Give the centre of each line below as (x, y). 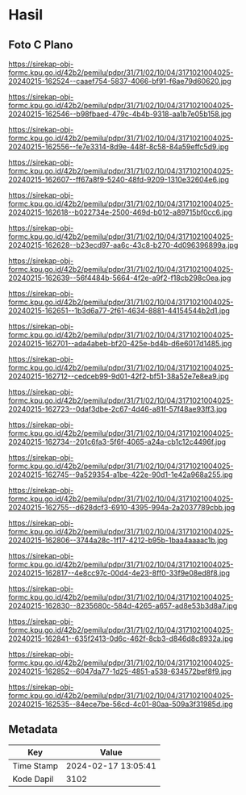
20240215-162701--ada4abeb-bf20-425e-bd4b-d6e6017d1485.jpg (120, 343)
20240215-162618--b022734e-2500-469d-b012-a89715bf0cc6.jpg (121, 212)
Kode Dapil (33, 779)
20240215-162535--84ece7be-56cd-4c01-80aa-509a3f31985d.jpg (121, 704)
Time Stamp (35, 766)
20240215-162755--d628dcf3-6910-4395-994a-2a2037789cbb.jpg (122, 507)
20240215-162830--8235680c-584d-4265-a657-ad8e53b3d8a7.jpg (123, 606)
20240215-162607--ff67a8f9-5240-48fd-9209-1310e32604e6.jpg (119, 180)
